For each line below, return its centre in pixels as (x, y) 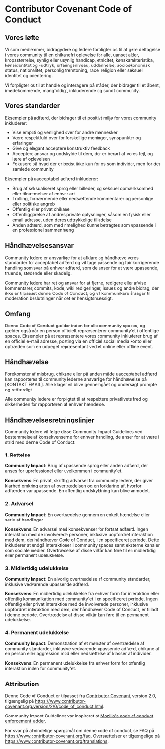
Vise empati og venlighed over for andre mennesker (65, 132)
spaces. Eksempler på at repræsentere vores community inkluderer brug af (81, 336)
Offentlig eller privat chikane (41, 209)
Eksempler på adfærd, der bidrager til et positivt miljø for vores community (81, 118)
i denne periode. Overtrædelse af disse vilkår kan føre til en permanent (77, 615)
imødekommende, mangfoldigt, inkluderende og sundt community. (73, 90)
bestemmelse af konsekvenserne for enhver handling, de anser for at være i (82, 437)
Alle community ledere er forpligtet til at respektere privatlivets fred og (76, 399)
